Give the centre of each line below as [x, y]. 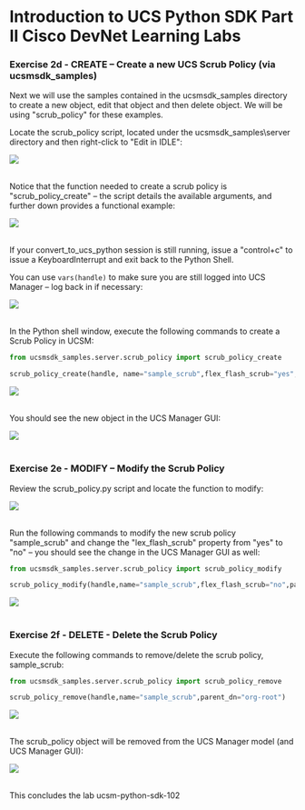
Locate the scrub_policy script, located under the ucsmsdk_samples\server [150, 133]
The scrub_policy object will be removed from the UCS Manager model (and [152, 742]
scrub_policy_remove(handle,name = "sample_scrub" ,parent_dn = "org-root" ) [148, 697]
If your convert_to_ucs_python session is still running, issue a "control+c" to [151, 250]
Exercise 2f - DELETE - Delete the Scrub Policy [113, 635]
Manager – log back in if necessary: [76, 287]
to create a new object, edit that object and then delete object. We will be [146, 105]
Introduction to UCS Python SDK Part [152, 17]
